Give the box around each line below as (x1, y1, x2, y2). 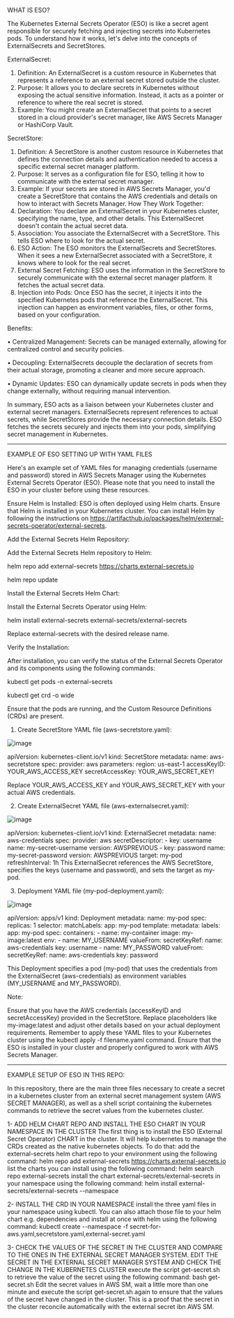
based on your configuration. (17, 310, 101, 319)
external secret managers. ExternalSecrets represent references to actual (7, 408, 218, 416)
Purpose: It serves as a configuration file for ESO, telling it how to (17, 170, 205, 178)
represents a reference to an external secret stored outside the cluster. (17, 76, 221, 84)
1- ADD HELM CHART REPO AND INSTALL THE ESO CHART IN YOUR (7, 1120, 205, 1128)
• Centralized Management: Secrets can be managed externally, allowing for (7, 338, 227, 346)
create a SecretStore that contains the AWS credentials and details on (17, 192, 218, 200)
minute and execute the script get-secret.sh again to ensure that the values (7, 1288, 224, 1296)
